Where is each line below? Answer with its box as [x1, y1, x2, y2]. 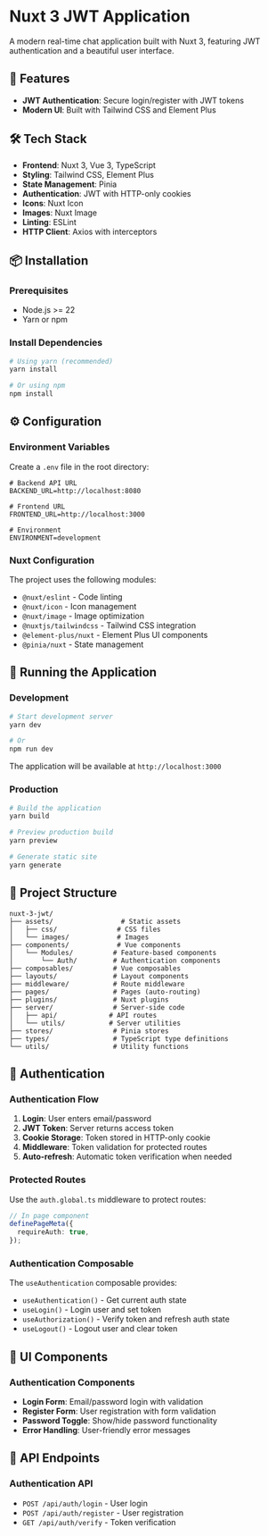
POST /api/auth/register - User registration [21, 1507, 184, 1518]
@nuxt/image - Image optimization [21, 610, 145, 622]
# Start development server [9, 712, 114, 721]
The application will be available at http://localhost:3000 [9, 761, 222, 772]
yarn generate [9, 860, 62, 869]
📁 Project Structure [9, 886, 118, 901]
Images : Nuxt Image [21, 207, 98, 218]
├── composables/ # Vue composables [9, 963, 181, 973]
